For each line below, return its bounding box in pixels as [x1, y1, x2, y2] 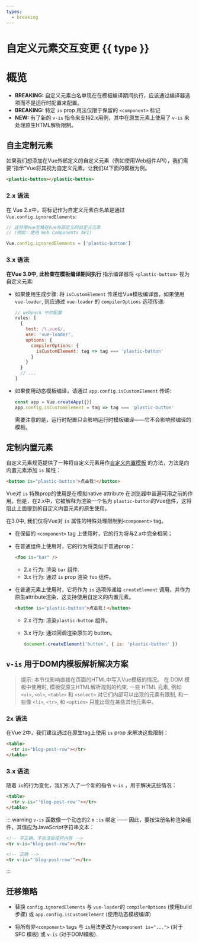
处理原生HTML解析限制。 [14, 121, 77, 128]
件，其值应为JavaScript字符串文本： [6, 823, 95, 830]
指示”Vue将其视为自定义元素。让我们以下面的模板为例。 [14, 164, 150, 172]
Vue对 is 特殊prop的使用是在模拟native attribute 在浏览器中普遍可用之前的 [6, 490, 188, 497]
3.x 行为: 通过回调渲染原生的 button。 [23, 629, 115, 636]
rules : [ [14, 315, 37, 321]
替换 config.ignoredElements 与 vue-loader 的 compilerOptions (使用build [14, 903, 192, 910]
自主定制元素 [6, 141, 53, 151]
